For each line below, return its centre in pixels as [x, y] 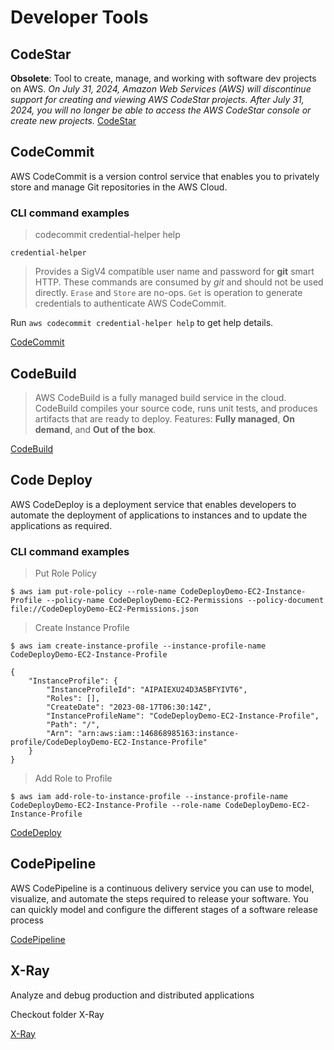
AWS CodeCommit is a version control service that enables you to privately [165, 176]
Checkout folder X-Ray [57, 1014]
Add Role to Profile [73, 778]
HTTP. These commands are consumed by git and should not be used [179, 282]
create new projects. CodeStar [73, 120]
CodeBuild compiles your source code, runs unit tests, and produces [176, 408]
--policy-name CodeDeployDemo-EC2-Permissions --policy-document [185, 601]
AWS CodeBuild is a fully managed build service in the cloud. [160, 397]
